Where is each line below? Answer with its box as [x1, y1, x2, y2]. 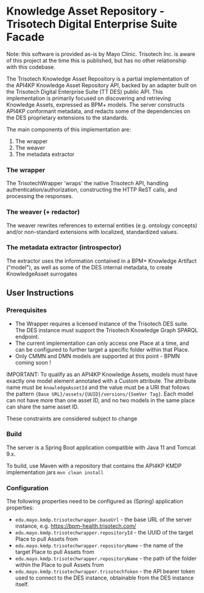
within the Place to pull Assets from [15, 561, 104, 569]
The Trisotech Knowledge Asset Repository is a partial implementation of [6, 75, 189, 82]
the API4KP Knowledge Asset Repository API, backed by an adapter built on [6, 81, 197, 89]
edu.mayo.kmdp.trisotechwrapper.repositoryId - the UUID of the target [15, 529, 194, 536]
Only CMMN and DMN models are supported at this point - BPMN [15, 352, 180, 360]
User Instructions [6, 288, 74, 298]
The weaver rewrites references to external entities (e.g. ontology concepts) [6, 221, 198, 229]
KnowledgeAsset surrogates [6, 270, 77, 277]
